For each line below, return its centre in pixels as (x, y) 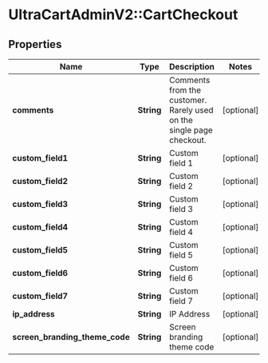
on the (181, 120)
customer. (188, 100)
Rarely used (191, 110)
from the (185, 90)
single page (191, 130)
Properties (35, 44)
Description (192, 67)
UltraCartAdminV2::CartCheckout (123, 15)
